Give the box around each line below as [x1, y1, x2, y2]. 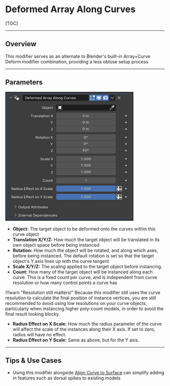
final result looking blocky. [5, 311, 60, 317]
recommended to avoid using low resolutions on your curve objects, [5, 300, 147, 306]
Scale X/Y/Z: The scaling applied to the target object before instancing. [12, 263, 162, 269]
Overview [5, 40, 37, 49]
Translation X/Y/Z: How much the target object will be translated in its [12, 237, 160, 243]
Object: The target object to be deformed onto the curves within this [12, 225, 156, 231]
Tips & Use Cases [5, 356, 62, 365]
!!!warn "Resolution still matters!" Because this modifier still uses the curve [5, 289, 161, 295]
